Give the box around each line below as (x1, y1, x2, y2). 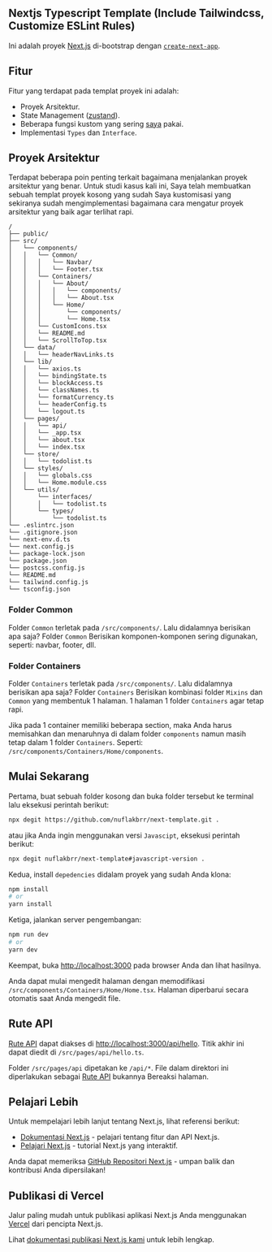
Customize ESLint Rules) (8, 19, 136, 33)
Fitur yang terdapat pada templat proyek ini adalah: (8, 85, 179, 96)
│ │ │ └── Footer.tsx (8, 266, 104, 274)
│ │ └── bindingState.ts (8, 372, 107, 380)
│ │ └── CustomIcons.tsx (8, 323, 107, 331)
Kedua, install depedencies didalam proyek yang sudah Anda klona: (8, 869, 231, 879)
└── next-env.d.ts (8, 535, 71, 544)
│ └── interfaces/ (8, 493, 93, 501)
